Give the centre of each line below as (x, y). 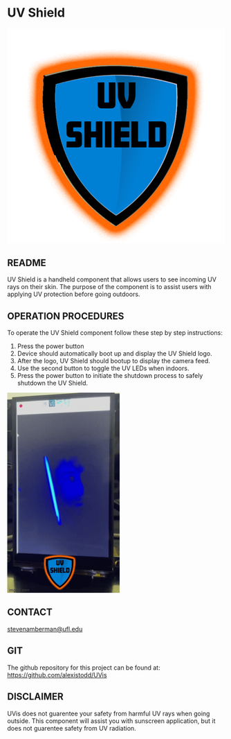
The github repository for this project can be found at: (84, 668)
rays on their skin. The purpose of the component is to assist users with (110, 287)
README (27, 262)
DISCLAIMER (35, 697)
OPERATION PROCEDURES (66, 316)
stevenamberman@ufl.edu (45, 629)
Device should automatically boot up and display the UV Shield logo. (114, 354)
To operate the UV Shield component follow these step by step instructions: (115, 333)
